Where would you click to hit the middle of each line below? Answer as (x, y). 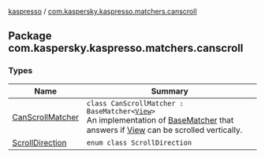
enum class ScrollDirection (139, 142)
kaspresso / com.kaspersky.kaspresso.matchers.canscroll (103, 11)
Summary (170, 91)
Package (30, 36)
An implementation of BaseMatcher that (160, 119)
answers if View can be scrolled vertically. (164, 130)
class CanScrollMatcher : (135, 103)
